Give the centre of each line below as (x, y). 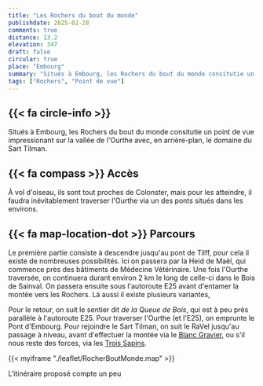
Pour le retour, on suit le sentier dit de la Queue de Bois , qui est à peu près (128, 309)
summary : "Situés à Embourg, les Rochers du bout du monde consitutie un (131, 74)
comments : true (33, 30)
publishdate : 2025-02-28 (49, 23)
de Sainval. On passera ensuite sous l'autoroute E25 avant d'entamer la (124, 286)
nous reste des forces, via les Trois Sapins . (78, 343)
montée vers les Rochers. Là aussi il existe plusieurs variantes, (109, 294)
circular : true (33, 60)
